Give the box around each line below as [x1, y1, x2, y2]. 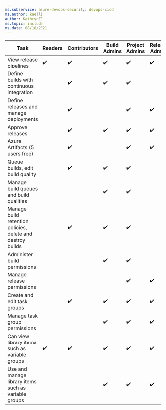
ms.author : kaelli [5, 12, 43, 17]
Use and [7, 366, 27, 373]
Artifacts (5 [7, 144, 34, 151]
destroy [7, 237, 26, 244]
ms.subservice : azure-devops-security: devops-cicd [5, 7, 114, 12]
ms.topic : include [5, 21, 43, 26]
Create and [7, 292, 34, 299]
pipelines [7, 63, 29, 69]
